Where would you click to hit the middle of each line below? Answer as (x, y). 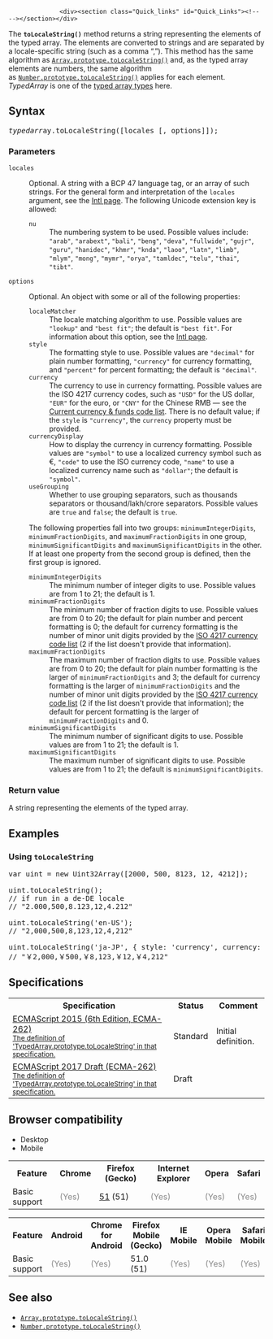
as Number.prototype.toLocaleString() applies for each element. (117, 77)
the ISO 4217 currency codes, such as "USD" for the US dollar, (152, 394)
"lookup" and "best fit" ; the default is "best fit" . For (141, 328)
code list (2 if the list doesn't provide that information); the (147, 703)
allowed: (43, 209)
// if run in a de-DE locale (66, 899)
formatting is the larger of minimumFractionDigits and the (145, 686)
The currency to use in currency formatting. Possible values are (156, 385)
